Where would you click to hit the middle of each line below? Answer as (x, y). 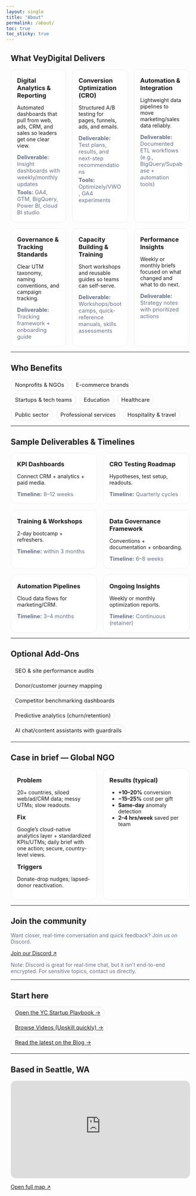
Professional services (88, 415)
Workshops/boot (100, 304)
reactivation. (48, 885)
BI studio (28, 213)
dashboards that (37, 114)
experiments (95, 200)
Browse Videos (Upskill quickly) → (59, 1027)
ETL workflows (159, 151)
